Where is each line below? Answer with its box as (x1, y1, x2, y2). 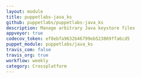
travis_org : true (6, 52, 49, 58)
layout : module (6, 8, 43, 15)
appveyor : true (6, 30, 43, 36)
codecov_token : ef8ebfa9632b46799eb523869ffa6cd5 (6, 36, 130, 42)
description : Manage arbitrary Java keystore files (6, 25, 135, 31)
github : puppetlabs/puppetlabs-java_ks (6, 19, 104, 25)
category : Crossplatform (6, 63, 67, 69)
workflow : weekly (6, 57, 49, 63)
